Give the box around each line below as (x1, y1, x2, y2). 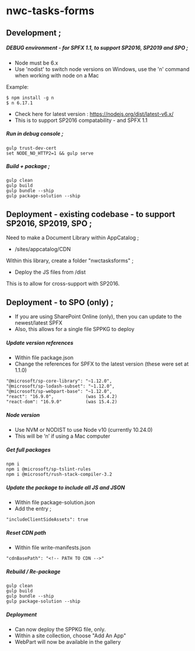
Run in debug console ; (6, 130, 64, 137)
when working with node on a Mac (14, 72, 99, 79)
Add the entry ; (14, 505, 52, 512)
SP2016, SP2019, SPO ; (6, 218, 93, 229)
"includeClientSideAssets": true (6, 517, 89, 522)
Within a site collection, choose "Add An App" (14, 632, 126, 639)
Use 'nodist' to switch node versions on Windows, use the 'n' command (14, 65, 190, 72)
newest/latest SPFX (14, 319, 63, 326)
